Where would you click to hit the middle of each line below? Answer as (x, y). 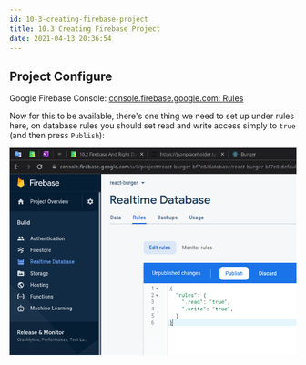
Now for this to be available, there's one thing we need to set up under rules (152, 116)
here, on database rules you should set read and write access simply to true (153, 126)
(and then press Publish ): (57, 136)
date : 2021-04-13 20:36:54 (61, 38)
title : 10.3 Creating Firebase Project (85, 29)
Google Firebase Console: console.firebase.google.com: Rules (127, 98)
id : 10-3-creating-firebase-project (79, 19)
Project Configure (61, 76)
